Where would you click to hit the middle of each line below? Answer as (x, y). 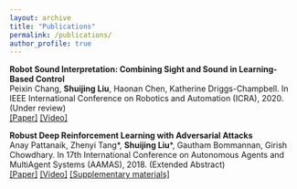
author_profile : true (51, 43)
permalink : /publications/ (61, 35)
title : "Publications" (53, 26)
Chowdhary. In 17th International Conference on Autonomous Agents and (147, 155)
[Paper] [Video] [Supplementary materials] (90, 174)
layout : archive (40, 18)
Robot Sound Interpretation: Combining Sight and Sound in (123, 69)
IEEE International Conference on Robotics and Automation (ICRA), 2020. (147, 99)
